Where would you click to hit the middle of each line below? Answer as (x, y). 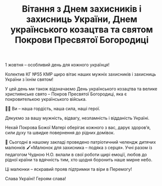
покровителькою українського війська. (46, 99)
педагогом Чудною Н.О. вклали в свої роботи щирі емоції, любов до (76, 155)
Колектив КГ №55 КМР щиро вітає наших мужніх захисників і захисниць (81, 74)
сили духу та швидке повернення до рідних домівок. (60, 133)
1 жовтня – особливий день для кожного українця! (57, 65)
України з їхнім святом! (29, 79)
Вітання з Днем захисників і (82, 9)
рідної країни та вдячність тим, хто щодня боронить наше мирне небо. (79, 160)
